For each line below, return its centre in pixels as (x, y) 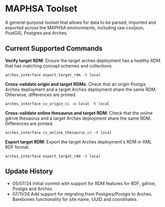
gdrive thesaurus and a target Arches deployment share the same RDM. (78, 118)
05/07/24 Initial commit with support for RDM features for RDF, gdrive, (84, 183)
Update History (29, 172)
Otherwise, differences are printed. (41, 94)
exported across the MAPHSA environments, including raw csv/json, (75, 27)
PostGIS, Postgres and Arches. (36, 33)
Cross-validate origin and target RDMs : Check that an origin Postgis (76, 84)
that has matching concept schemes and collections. (59, 66)
